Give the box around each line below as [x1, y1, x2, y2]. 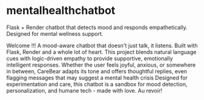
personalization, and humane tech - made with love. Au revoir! [6, 87, 163, 94]
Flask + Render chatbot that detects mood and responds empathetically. [6, 24, 188, 31]
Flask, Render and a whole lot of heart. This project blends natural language [6, 48, 197, 55]
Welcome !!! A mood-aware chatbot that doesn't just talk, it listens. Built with [6, 42, 198, 49]
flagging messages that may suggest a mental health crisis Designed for [6, 74, 188, 81]
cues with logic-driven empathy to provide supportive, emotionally [6, 55, 174, 62]
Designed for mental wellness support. [6, 30, 104, 37]
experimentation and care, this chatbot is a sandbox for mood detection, [6, 80, 188, 88]
